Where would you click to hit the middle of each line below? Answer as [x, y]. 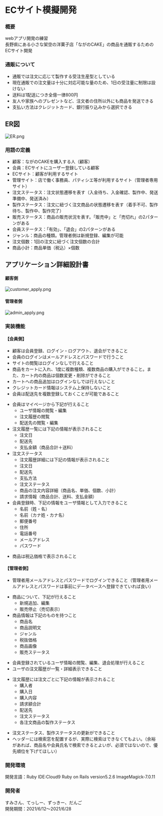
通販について [20, 64]
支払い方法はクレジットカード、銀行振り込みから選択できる [72, 107]
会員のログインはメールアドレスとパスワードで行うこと [68, 357]
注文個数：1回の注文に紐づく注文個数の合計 [56, 241]
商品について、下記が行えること [44, 597]
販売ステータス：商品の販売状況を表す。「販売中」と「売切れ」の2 [79, 217]
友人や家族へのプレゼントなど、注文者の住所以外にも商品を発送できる [83, 101]
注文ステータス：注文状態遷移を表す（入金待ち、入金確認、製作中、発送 [85, 192]
